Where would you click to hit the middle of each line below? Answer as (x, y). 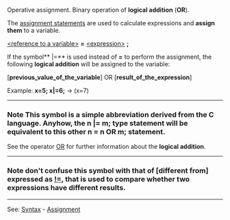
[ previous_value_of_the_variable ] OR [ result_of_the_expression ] (100, 77)
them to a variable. (34, 30)
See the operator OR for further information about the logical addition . (106, 147)
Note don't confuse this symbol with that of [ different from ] (108, 171)
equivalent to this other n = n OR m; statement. (86, 131)
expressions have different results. (66, 188)
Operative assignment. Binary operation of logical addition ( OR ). (98, 10)
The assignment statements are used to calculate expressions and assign (111, 23)
